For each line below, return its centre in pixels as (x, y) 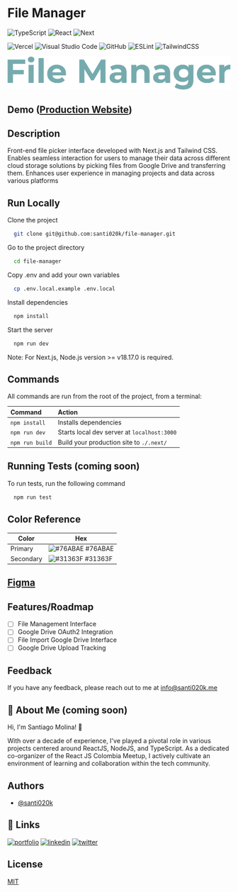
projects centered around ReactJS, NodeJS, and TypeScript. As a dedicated (118, 748)
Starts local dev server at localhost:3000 (117, 432)
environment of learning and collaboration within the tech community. (109, 764)
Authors (26, 785)
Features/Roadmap (51, 607)
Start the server (30, 329)
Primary (22, 549)
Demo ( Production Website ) (70, 109)
